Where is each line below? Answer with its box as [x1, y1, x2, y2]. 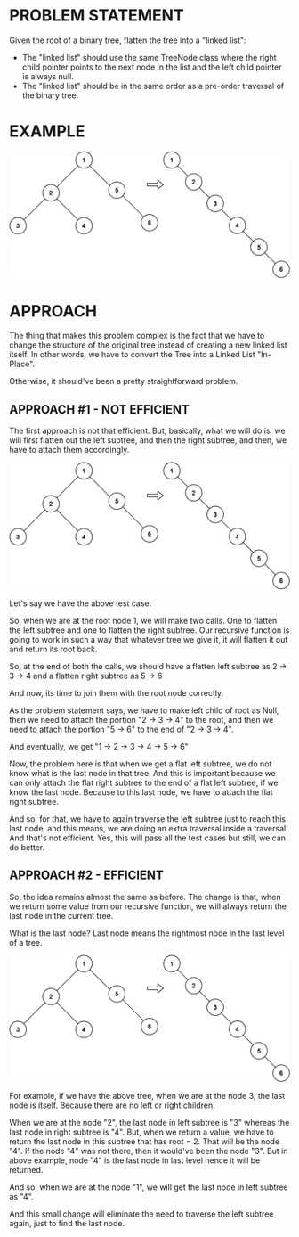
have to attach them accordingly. [9, 445, 130, 455]
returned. [9, 1165, 44, 1176]
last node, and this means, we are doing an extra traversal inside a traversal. [9, 823, 288, 833]
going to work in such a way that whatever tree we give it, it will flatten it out [9, 634, 288, 644]
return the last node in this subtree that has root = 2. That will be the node [9, 1136, 280, 1147]
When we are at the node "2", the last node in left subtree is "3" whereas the [9, 1118, 290, 1128]
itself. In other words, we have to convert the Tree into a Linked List [9, 349, 255, 360]
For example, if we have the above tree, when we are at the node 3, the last [9, 1091, 286, 1102]
